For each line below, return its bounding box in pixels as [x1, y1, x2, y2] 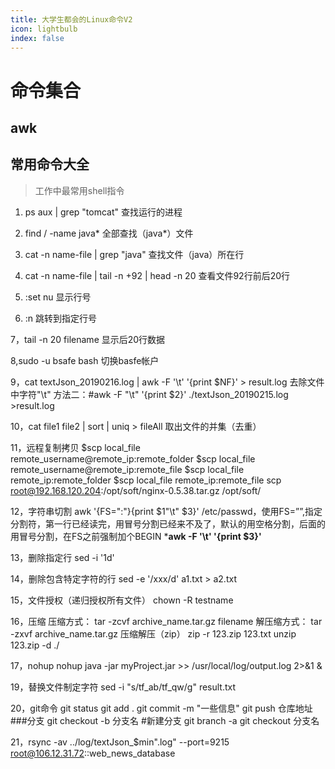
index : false [10, 33, 65, 43]
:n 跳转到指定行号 [24, 312, 98, 324]
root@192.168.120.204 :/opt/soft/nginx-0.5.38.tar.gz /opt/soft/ [10, 484, 262, 496]
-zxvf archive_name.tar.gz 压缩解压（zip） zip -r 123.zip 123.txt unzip [10, 627, 297, 640]
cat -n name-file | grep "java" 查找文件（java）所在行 [24, 248, 245, 260]
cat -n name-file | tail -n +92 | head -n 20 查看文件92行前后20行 [24, 269, 290, 281]
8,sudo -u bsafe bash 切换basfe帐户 [10, 354, 160, 366]
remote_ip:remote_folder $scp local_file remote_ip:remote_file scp [10, 474, 282, 486]
